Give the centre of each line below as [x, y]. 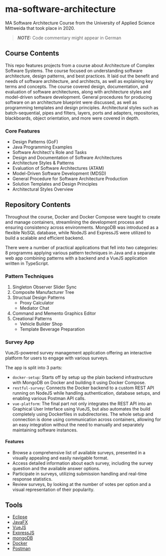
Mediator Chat [35, 308]
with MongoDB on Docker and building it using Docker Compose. [79, 383]
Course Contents [32, 53]
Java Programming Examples [42, 147]
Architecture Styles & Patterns [43, 163]
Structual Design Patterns [39, 298]
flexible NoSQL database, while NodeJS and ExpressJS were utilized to [78, 232]
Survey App [20, 342]
